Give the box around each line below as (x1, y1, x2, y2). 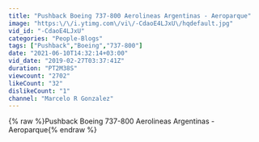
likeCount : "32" (8, 79, 63, 87)
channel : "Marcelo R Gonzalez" (8, 94, 114, 102)
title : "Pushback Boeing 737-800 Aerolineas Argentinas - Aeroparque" (8, 11, 252, 20)
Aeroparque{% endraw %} (8, 125, 97, 135)
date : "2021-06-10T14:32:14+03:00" (8, 49, 129, 57)
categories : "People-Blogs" (8, 34, 104, 43)
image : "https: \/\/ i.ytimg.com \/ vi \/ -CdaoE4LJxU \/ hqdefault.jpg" (8, 19, 233, 27)
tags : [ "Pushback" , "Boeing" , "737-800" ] (8, 42, 143, 50)
